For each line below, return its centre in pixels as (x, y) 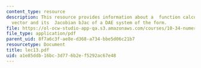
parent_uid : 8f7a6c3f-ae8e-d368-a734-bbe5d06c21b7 (71, 39)
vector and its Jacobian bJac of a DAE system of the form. (89, 22)
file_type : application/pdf (41, 34)
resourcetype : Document (36, 45)
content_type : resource (36, 12)
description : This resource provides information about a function (93, 17)
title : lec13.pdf (28, 50)
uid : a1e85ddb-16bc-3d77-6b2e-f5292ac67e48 (61, 56)
